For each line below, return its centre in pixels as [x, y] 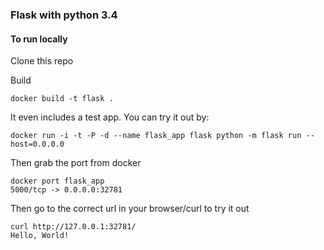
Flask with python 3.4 [64, 15]
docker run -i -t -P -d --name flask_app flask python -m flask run [156, 136]
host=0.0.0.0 [37, 144]
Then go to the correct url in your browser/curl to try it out [130, 209]
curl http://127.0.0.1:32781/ [73, 227]
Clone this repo [42, 61]
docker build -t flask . [62, 99]
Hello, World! [40, 236]
